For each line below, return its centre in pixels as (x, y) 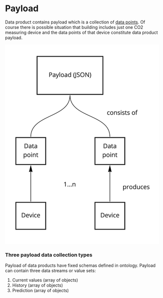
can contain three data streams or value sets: (51, 270)
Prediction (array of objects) (41, 290)
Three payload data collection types (49, 255)
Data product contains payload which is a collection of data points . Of (75, 22)
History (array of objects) (38, 285)
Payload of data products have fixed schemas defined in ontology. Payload (81, 265)
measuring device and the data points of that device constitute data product (81, 32)
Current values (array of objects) (45, 280)
